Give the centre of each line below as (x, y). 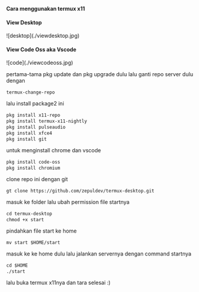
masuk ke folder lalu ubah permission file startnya (68, 202)
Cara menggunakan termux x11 (46, 9)
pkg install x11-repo (33, 115)
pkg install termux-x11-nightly (47, 121)
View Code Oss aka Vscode (41, 49)
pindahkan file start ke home (41, 231)
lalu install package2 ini (35, 104)
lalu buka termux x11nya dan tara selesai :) (59, 283)
